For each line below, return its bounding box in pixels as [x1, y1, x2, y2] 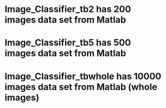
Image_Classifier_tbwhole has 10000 [4, 70, 161, 82]
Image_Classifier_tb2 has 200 [4, 3, 131, 15]
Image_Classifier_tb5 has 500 [4, 37, 131, 48]
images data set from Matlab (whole [4, 81, 157, 92]
